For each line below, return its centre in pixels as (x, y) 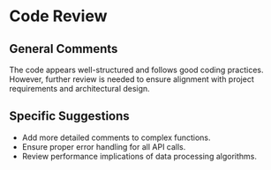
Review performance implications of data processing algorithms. (139, 156)
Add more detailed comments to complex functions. (116, 137)
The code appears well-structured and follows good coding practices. (136, 70)
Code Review (58, 16)
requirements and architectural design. (79, 89)
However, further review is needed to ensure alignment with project (132, 79)
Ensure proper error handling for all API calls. (104, 146)
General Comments (64, 49)
